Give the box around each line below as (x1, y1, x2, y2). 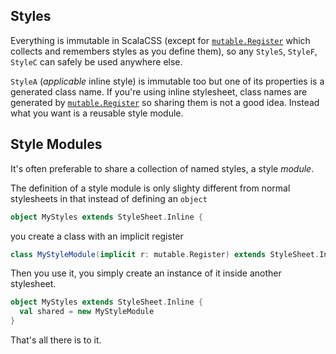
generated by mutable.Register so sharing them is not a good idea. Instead (10, 96, 320, 108)
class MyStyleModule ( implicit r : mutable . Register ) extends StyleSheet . (10, 249, 320, 259)
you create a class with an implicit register (10, 230, 184, 242)
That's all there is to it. (10, 334, 102, 346)
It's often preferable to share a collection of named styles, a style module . (10, 162, 315, 174)
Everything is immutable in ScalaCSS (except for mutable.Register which (10, 34, 311, 46)
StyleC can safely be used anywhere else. (10, 55, 183, 68)
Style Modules (10, 136, 103, 153)
